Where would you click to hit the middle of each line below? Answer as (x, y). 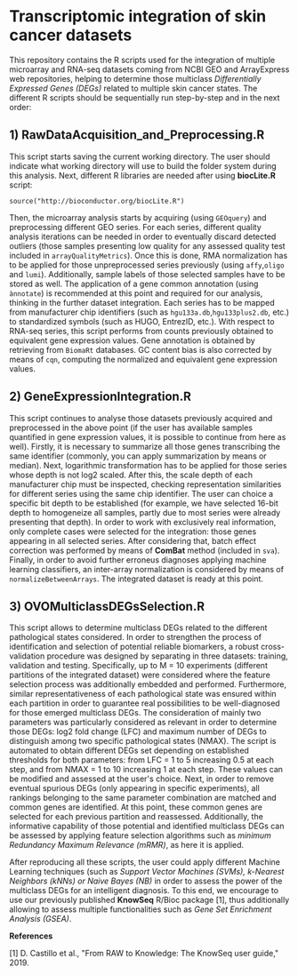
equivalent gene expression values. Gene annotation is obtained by (132, 340)
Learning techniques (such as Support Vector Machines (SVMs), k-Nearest (147, 872)
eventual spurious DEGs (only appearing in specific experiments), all (134, 788)
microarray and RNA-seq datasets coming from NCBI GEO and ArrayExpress (149, 69)
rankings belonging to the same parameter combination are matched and (143, 798)
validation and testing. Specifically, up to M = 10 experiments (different (139, 666)
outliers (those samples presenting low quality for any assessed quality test (148, 245)
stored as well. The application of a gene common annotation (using (134, 284)
